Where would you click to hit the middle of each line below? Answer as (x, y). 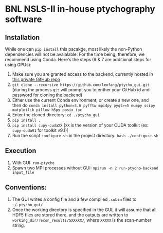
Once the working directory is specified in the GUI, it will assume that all (84, 210)
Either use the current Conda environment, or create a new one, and (81, 100)
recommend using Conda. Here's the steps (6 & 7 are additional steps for (78, 59)
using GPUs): (18, 65)
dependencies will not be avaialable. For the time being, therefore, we (75, 54)
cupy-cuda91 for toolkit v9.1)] (40, 130)
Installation (22, 37)
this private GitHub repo (36, 79)
